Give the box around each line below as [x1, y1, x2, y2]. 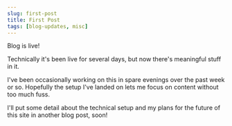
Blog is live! [7, 42, 40, 50]
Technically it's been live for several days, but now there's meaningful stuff [7, 55, 222, 63]
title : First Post [7, 17, 60, 23]
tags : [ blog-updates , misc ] [7, 23, 89, 30]
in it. [7, 63, 19, 71]
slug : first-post [7, 10, 57, 17]
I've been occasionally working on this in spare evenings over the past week [7, 76, 225, 84]
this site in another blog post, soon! [7, 111, 108, 119]
